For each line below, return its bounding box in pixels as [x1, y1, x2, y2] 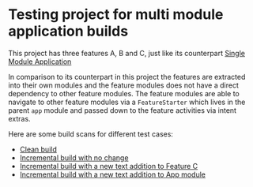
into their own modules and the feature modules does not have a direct [8, 80, 239, 90]
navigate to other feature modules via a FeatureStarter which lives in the [8, 97, 246, 107]
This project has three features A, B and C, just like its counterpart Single [8, 48, 246, 58]
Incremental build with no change [19, 152, 129, 163]
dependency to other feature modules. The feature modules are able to [8, 88, 240, 98]
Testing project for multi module [8, 6, 224, 24]
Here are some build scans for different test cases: [8, 129, 174, 139]
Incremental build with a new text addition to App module [19, 170, 206, 179]
